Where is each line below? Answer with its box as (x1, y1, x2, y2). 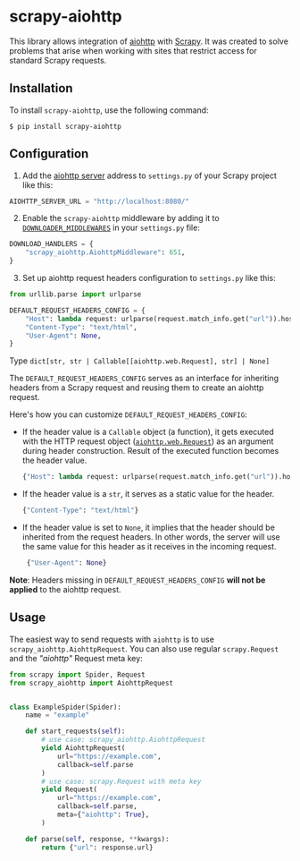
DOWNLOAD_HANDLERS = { (9, 240, 94, 249)
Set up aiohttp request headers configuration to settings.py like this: (21, 273, 276, 284)
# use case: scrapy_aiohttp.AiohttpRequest (41, 736, 205, 745)
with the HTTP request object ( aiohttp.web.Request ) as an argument (21, 436, 274, 447)
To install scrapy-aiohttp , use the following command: (9, 105, 209, 115)
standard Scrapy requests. (9, 55, 107, 65)
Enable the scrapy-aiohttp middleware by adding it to (21, 213, 221, 224)
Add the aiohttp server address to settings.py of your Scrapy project (21, 170, 277, 181)
